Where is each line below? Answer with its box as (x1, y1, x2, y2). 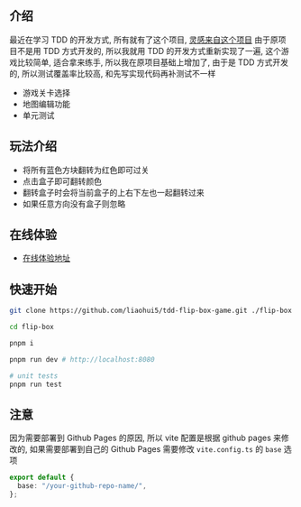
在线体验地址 (22, 253, 70, 263)
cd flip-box (9, 323, 54, 332)
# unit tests (9, 371, 59, 381)
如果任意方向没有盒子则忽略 (22, 198, 126, 209)
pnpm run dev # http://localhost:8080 (9, 355, 155, 364)
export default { (9, 473, 75, 483)
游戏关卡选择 (22, 87, 70, 97)
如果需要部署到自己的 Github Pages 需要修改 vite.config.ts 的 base (29, 444, 282, 455)
